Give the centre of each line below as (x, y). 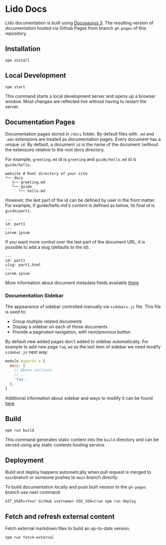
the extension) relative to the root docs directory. (55, 150)
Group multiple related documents (47, 321)
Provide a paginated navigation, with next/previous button (71, 332)
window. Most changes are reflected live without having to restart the (76, 101)
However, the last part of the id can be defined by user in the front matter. (80, 200)
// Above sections (33, 370)
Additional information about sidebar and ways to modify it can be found (79, 398)
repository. (16, 33)
